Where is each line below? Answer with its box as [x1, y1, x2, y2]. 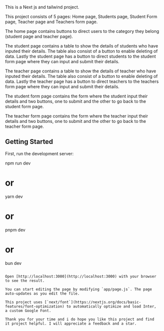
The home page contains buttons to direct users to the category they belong [5, 28, 160, 34]
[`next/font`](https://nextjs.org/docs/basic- [44, 300, 141, 305]
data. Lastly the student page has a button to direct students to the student [5, 53, 156, 59]
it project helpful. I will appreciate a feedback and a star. [5, 321, 137, 326]
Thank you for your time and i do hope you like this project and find [5, 317, 154, 322]
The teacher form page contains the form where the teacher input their [5, 113, 148, 119]
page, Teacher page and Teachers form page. [5, 19, 98, 24]
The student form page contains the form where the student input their [5, 93, 148, 99]
